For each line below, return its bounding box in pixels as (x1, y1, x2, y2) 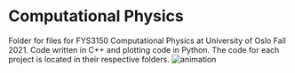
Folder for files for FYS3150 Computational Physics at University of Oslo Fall (8, 35, 286, 46)
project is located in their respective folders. (8, 54, 170, 64)
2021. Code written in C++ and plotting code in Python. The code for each (8, 44, 280, 55)
